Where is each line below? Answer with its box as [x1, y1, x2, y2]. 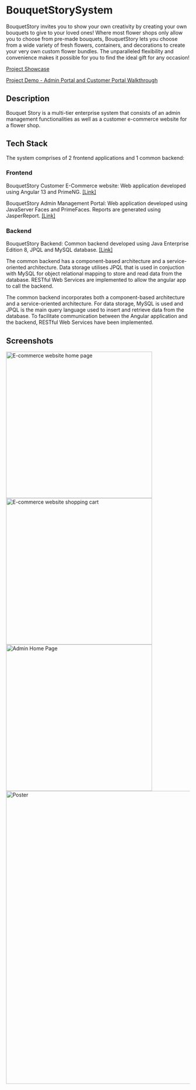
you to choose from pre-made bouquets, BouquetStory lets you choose [6, 35, 178, 42]
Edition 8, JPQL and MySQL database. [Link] [6, 247, 113, 254]
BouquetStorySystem [6, 4, 113, 17]
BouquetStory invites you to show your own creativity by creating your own [6, 23, 187, 30]
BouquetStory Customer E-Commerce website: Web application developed [6, 182, 186, 189]
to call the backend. [6, 282, 54, 290]
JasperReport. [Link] [6, 212, 55, 219]
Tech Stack [6, 139, 48, 149]
